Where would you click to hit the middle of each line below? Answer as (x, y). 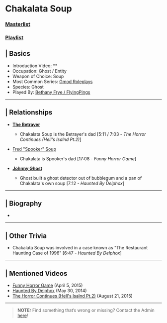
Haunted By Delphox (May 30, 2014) (49, 291)
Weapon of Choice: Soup (38, 76)
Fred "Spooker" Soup (34, 149)
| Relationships (29, 112)
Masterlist (18, 24)
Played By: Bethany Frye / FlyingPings (51, 92)
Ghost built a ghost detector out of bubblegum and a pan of (81, 178)
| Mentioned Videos (36, 273)
